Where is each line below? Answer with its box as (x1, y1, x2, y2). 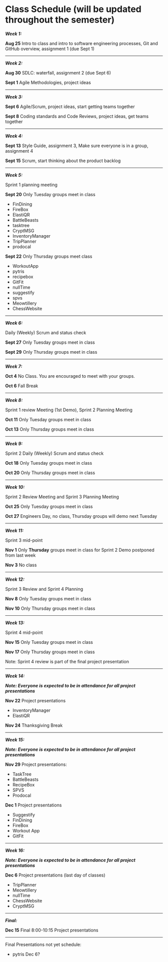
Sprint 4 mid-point (5, 629, 43, 635)
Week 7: (5, 363, 22, 369)
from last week (5, 552, 36, 558)
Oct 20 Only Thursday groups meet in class (5, 469, 95, 476)
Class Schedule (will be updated (5, 4, 141, 15)
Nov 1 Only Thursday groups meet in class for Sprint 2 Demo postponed (5, 547, 154, 553)
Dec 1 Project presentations (5, 802, 62, 808)
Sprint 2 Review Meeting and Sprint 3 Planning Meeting (5, 494, 119, 500)
